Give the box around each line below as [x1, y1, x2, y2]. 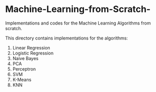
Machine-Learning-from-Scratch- [5, 3, 151, 15]
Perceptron [12, 66, 36, 72]
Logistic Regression [12, 50, 54, 56]
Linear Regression [12, 44, 50, 50]
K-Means [12, 76, 32, 82]
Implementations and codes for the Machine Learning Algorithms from [5, 20, 151, 26]
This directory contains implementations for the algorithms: [5, 35, 128, 41]
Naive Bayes [12, 55, 39, 61]
